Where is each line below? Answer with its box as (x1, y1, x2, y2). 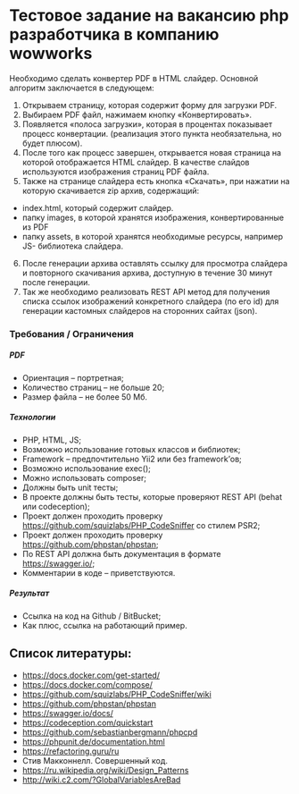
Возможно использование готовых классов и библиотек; (21, 443, 241, 454)
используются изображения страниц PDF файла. (21, 166, 210, 177)
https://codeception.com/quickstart (21, 717, 154, 728)
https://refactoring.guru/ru (21, 746, 120, 756)
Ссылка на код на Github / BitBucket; (21, 610, 162, 621)
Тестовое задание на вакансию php (9, 5, 289, 26)
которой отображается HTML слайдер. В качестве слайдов (21, 156, 250, 167)
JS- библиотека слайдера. (21, 241, 123, 251)
